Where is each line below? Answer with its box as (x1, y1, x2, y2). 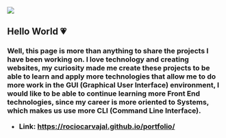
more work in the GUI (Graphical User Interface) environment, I (7, 81, 220, 90)
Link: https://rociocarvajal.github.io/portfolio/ (18, 122, 175, 131)
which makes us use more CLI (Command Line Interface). (7, 106, 201, 115)
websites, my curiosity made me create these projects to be (7, 64, 210, 73)
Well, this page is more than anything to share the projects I (7, 46, 209, 56)
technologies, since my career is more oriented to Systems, (7, 98, 209, 107)
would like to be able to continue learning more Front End (7, 89, 201, 98)
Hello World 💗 (7, 26, 67, 38)
